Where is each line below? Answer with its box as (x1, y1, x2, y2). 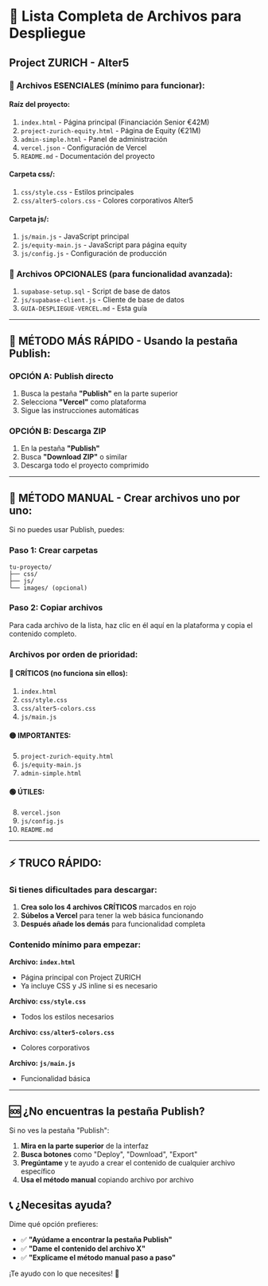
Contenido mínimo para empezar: (9, 939, 142, 950)
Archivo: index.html (9, 957, 76, 967)
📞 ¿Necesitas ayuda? (9, 1198, 112, 1212)
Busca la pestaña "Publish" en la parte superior (20, 389, 178, 398)
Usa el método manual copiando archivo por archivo (20, 1175, 194, 1185)
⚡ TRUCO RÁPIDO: (9, 856, 102, 870)
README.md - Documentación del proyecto (20, 151, 155, 160)
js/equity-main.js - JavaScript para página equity (20, 240, 188, 250)
